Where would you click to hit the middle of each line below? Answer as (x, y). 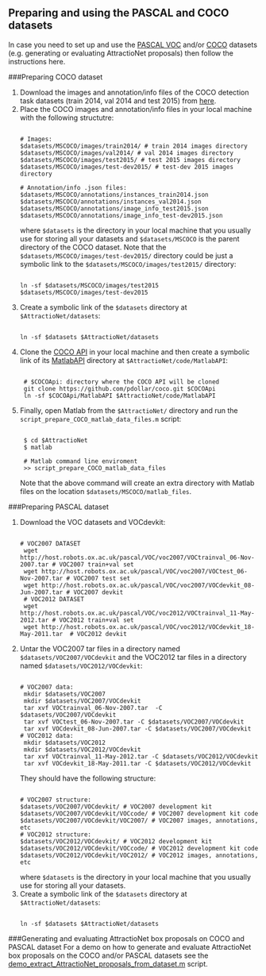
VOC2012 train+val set (96, 620)
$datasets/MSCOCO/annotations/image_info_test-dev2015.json (121, 215)
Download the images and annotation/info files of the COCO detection (134, 92)
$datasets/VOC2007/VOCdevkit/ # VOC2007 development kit (116, 806)
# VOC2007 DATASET (50, 543)
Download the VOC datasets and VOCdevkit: (93, 522)
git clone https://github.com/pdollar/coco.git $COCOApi (120, 388)
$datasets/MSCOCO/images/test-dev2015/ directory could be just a (126, 255)
